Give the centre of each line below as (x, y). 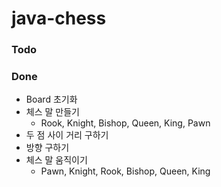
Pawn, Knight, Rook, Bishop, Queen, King (125, 171)
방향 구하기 (47, 148)
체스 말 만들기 (52, 112)
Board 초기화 (51, 99)
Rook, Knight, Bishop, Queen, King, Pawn (125, 123)
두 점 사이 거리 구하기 (67, 135)
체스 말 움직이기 (56, 160)
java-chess (59, 18)
